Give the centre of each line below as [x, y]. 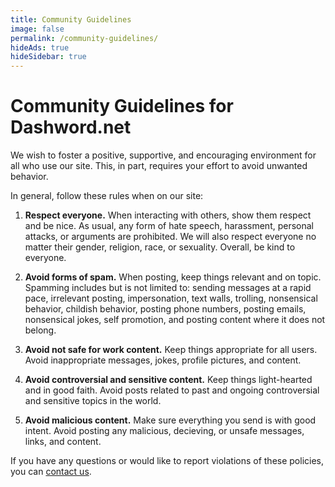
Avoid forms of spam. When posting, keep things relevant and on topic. [173, 277]
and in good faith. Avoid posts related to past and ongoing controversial [172, 390]
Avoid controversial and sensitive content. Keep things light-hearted [168, 380]
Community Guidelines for [122, 106]
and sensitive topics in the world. [93, 401]
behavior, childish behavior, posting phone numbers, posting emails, [165, 309]
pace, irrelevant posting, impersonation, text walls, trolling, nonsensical [171, 298]
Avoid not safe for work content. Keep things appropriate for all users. [171, 350]
